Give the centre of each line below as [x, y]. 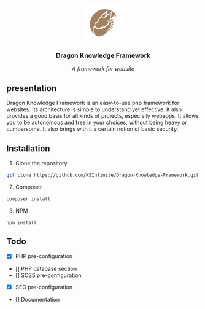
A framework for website [103, 69]
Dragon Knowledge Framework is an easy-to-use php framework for [93, 103]
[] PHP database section [46, 268]
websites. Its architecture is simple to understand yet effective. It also [94, 109]
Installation [28, 148]
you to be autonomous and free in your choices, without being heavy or [97, 123]
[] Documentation [37, 299]
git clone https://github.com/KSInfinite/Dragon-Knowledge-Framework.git [103, 175]
